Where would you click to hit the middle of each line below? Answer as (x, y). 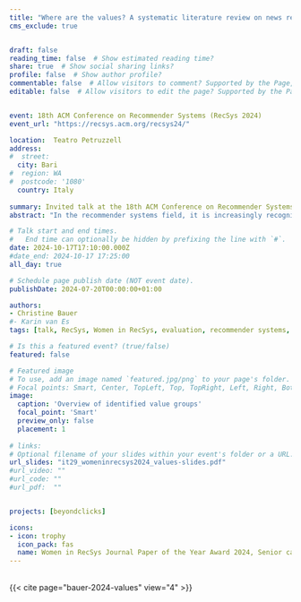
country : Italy (46, 190)
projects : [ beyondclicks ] (57, 512)
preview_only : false (56, 421)
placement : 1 (42, 429)
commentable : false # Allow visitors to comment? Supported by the (140, 83)
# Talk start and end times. (64, 231)
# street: (30, 157)
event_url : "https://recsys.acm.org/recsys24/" (100, 124)
